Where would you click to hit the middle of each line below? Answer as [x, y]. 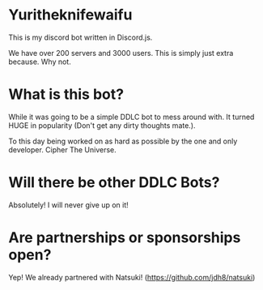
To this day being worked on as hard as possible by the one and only [123, 141]
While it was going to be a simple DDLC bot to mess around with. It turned [131, 117]
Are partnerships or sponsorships [125, 237]
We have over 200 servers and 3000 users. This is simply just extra [121, 53]
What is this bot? [66, 94]
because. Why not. [40, 62]
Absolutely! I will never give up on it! [69, 205]
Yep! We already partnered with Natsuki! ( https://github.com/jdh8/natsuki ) [132, 277]
